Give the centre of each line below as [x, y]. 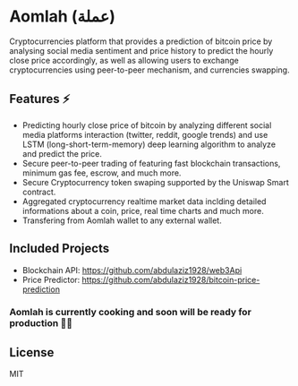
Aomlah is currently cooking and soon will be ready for [131, 313]
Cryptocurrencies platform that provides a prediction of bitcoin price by [141, 41]
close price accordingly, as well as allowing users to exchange [124, 60]
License [32, 352]
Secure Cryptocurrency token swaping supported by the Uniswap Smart [155, 182]
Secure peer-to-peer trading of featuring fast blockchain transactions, [151, 163]
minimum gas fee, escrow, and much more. [102, 173]
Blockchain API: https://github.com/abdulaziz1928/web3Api [132, 270]
